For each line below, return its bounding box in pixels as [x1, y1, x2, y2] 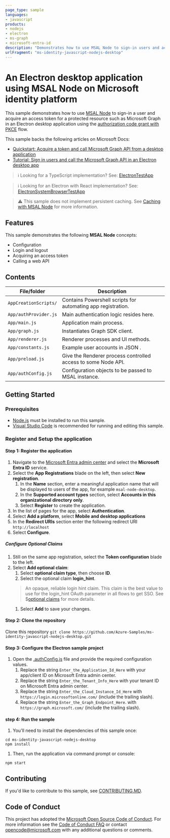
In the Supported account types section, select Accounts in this [20, 491, 156, 498]
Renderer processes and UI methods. [62, 336, 151, 343]
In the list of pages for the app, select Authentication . [12, 507, 125, 513]
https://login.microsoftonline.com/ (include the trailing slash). [20, 694, 154, 700]
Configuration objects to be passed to [62, 367, 152, 374]
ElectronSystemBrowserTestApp [17, 188, 85, 195]
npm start [5, 760, 26, 766]
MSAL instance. [62, 373, 100, 380]
